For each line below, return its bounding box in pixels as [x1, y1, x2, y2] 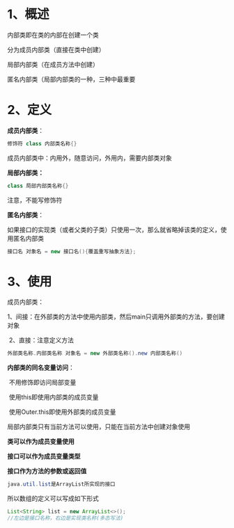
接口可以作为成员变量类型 [7, 452, 81, 461]
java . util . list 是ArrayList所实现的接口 [7, 481, 116, 488]
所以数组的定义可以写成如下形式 [7, 495, 99, 503]
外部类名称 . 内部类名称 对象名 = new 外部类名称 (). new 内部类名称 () [7, 350, 183, 357]
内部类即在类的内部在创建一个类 [7, 31, 99, 39]
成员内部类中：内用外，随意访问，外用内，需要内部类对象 [7, 154, 172, 162]
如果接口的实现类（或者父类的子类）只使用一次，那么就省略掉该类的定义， [7, 225, 221, 234]
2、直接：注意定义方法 [8, 336, 75, 344]
